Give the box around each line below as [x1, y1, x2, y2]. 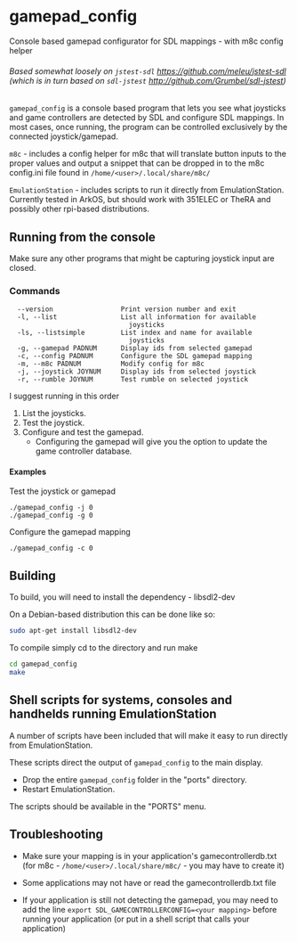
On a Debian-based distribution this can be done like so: [9, 609, 216, 620]
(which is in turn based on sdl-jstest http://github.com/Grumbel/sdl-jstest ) [9, 75, 286, 86]
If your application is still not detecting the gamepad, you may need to [21, 894, 278, 905]
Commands [9, 284, 60, 297]
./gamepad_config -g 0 [9, 511, 93, 520]
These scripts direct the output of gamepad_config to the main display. [9, 757, 264, 767]
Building [9, 568, 56, 583]
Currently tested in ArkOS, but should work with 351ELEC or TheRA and [9, 194, 271, 205]
